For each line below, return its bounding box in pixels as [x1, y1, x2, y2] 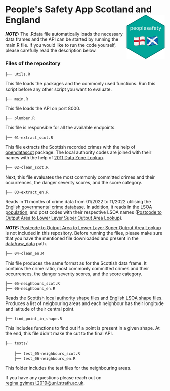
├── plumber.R [5, 116, 35, 121]
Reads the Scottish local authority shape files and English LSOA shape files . [5, 295, 163, 301]
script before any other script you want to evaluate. [5, 86, 112, 92]
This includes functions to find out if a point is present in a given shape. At [5, 325, 160, 331]
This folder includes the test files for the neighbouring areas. [5, 365, 132, 371]
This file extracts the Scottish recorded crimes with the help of [5, 144, 136, 150]
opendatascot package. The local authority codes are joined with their [5, 149, 152, 155]
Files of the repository [5, 60, 61, 67]
